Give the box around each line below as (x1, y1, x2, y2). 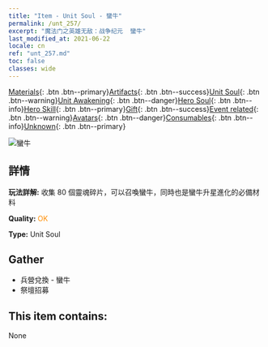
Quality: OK (8, 213, 49, 223)
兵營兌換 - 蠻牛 (19, 275, 71, 285)
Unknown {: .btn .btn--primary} (23, 121, 126, 131)
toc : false (8, 58, 45, 66)
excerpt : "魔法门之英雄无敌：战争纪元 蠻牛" (8, 27, 147, 35)
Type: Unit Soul (8, 229, 61, 239)
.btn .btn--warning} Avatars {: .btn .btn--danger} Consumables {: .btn (8, 113, 232, 122)
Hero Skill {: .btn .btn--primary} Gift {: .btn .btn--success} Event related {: (23, 104, 259, 114)
